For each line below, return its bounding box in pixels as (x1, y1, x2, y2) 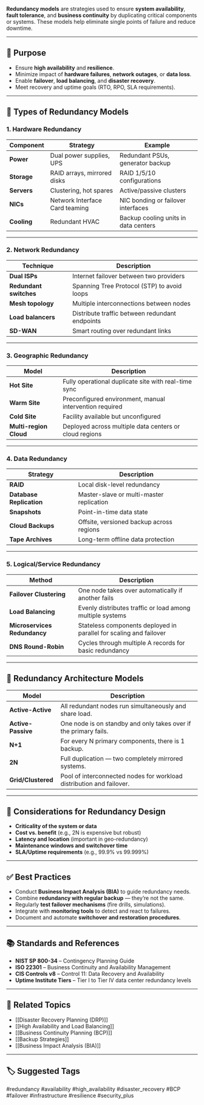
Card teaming (50, 203, 89, 212)
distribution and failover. (60, 779, 130, 788)
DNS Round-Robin (9, 642, 64, 651)
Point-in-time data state (78, 508, 148, 516)
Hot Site (9, 381, 33, 390)
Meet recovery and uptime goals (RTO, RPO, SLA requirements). (15, 83, 175, 91)
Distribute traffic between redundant (72, 309, 176, 317)
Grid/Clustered (9, 776, 53, 784)
